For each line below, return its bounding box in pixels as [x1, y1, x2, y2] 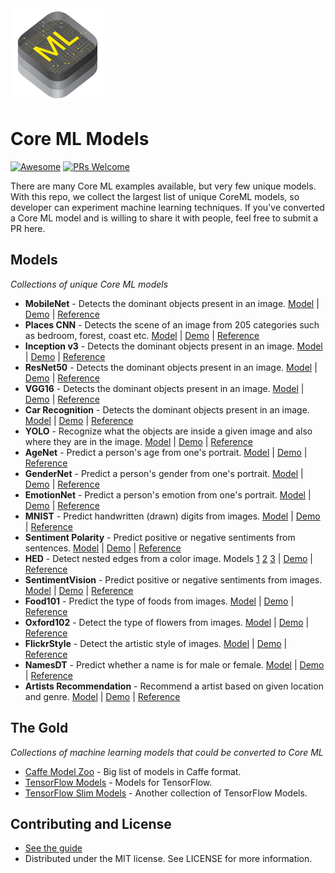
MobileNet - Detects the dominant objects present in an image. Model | [24, 297, 320, 309]
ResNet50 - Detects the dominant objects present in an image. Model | [24, 361, 318, 373]
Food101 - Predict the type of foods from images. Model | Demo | [24, 595, 295, 607]
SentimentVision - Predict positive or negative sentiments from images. [24, 573, 323, 586]
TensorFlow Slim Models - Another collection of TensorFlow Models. [24, 787, 308, 799]
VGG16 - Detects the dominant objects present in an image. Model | [24, 382, 305, 394]
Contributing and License [10, 815, 172, 832]
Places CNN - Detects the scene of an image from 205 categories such [24, 318, 320, 331]
